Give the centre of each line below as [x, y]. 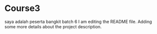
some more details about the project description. [53, 26]
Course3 [23, 8]
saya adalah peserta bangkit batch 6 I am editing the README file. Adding [78, 22]
